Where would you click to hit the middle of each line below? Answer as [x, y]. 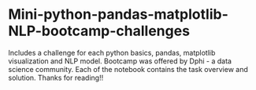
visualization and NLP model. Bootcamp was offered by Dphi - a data [120, 61]
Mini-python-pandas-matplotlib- [118, 14]
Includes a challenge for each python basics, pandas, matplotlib [112, 52]
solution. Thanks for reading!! [56, 77]
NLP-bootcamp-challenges [99, 31]
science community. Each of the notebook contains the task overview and [128, 69]
